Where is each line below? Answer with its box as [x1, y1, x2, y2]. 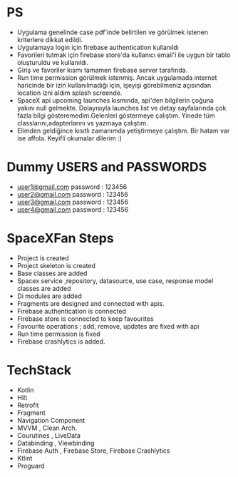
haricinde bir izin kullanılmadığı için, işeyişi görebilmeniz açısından [16, 81, 212, 89]
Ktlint [16, 453, 33, 462]
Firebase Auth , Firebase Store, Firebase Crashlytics [16, 446, 170, 455]
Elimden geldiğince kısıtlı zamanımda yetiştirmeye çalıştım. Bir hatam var [16, 126, 230, 135]
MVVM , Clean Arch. [16, 424, 78, 432]
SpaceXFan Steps [6, 230, 115, 247]
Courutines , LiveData [16, 431, 81, 439]
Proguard [16, 461, 45, 470]
